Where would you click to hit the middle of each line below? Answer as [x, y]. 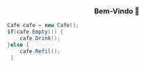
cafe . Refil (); [40, 51]
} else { [18, 44]
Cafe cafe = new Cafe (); [43, 26]
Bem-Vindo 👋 [117, 11]
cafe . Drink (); [40, 39]
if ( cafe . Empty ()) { [35, 32]
